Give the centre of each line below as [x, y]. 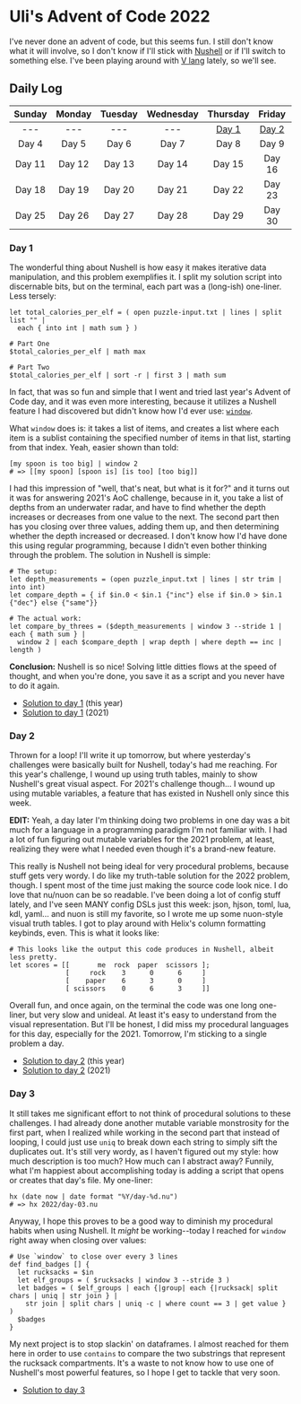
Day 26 [73, 215]
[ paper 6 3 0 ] [136, 981]
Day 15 [229, 163]
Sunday [30, 114]
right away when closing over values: [78, 1240]
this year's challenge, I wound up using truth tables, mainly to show [133, 774]
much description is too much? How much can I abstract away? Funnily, [142, 1161]
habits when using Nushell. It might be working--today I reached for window [148, 1230]
